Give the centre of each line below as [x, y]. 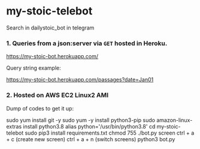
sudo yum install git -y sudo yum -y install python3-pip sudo [81, 120]
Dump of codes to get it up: [40, 108]
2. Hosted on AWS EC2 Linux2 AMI [57, 96]
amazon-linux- [175, 120]
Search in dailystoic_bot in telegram [50, 28]
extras [14, 126]
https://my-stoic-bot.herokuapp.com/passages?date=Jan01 [80, 80]
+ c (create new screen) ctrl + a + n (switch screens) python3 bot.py [91, 139]
